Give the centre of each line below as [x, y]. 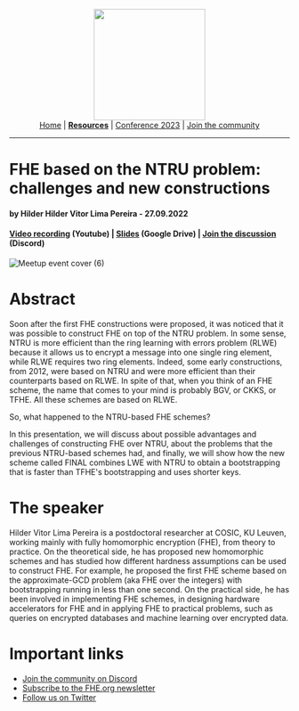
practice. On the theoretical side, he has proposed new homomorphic [137, 552]
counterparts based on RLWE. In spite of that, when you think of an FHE [141, 380]
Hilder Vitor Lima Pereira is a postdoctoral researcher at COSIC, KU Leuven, [148, 532]
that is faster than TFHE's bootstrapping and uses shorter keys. [125, 471]
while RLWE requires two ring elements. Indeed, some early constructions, [146, 362]
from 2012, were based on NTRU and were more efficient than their [133, 371]
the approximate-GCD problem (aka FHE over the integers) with [126, 580]
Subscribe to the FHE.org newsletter [89, 688]
